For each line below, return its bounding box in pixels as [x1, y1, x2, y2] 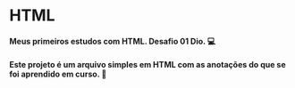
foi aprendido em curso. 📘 [9, 68, 107, 80]
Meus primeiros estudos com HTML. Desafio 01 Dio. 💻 [9, 36, 216, 46]
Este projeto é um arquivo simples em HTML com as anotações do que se [9, 60, 286, 70]
